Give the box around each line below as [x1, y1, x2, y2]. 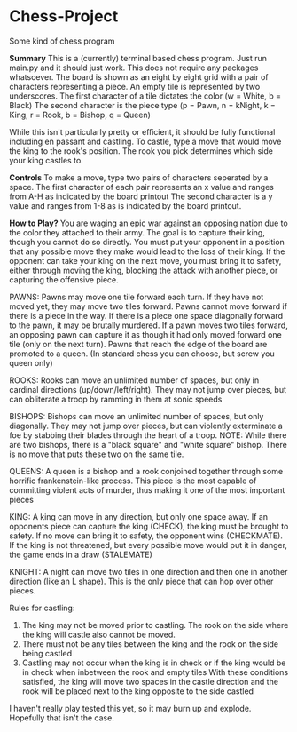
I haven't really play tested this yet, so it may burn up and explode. [9, 703, 252, 713]
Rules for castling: [9, 602, 75, 613]
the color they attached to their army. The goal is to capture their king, [9, 227, 266, 237]
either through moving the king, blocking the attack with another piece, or [9, 265, 278, 275]
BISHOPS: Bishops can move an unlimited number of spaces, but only [9, 410, 264, 421]
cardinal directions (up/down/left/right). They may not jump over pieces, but [9, 384, 286, 394]
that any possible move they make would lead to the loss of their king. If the [9, 246, 285, 257]
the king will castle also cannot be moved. [21, 629, 176, 640]
